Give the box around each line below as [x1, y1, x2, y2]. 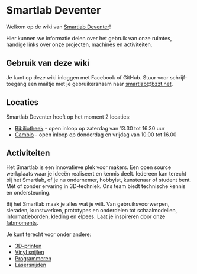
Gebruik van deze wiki [6, 58, 90, 68]
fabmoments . [6, 219, 38, 227]
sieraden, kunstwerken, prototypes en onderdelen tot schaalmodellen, [6, 207, 177, 214]
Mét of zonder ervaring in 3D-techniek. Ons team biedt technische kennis [6, 183, 186, 190]
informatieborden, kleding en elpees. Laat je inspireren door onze [6, 213, 166, 220]
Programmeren [14, 255, 52, 262]
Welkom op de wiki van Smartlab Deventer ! [6, 23, 111, 30]
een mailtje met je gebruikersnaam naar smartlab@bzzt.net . [27, 80, 173, 87]
